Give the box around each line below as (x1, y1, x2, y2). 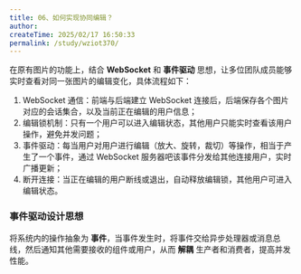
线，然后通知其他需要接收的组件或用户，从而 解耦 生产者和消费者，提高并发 (9, 243, 291, 254)
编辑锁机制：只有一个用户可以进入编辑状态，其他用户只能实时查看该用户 (22, 118, 292, 128)
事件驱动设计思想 (9, 210, 84, 222)
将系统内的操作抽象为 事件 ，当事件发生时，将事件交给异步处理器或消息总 (9, 232, 281, 243)
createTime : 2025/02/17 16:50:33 (9, 30, 136, 39)
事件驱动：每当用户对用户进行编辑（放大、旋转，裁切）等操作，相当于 (22, 140, 285, 151)
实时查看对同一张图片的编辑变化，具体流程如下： (9, 76, 192, 87)
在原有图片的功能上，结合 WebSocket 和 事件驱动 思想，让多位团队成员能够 (9, 64, 293, 75)
